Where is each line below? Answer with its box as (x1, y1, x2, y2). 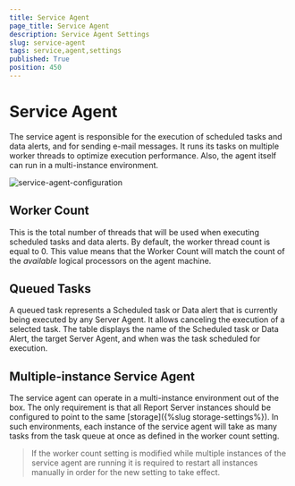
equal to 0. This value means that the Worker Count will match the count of (9, 245, 285, 256)
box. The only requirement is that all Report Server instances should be (9, 402, 271, 413)
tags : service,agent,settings (9, 47, 122, 55)
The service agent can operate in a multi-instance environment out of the (9, 393, 280, 404)
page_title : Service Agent (9, 21, 110, 30)
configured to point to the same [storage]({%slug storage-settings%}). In (9, 412, 279, 422)
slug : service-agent (9, 38, 87, 47)
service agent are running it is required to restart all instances (30, 457, 258, 468)
